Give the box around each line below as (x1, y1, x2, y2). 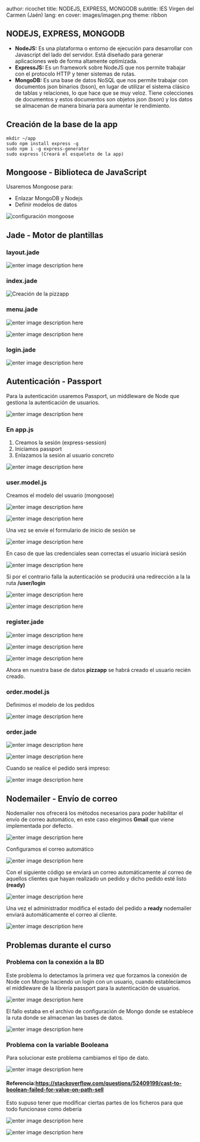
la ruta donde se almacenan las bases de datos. (6, 1014, 124, 1021)
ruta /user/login (6, 580, 46, 587)
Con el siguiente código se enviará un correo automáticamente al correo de (6, 869, 192, 876)
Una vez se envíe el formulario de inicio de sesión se (6, 527, 136, 534)
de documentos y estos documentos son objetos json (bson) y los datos (14, 95, 193, 103)
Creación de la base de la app (6, 119, 118, 129)
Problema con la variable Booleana (6, 1040, 109, 1048)
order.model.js (6, 688, 50, 696)
